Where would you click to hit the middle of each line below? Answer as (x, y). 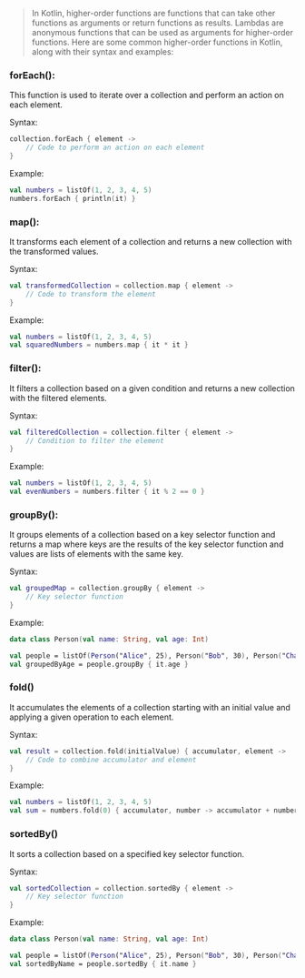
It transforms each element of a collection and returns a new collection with (151, 241)
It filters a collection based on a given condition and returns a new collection (152, 388)
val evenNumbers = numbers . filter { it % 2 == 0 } (107, 492)
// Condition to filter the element (95, 440)
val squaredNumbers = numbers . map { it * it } (99, 345)
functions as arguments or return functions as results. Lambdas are (157, 23)
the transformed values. (54, 251)
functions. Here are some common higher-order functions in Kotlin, (157, 42)
